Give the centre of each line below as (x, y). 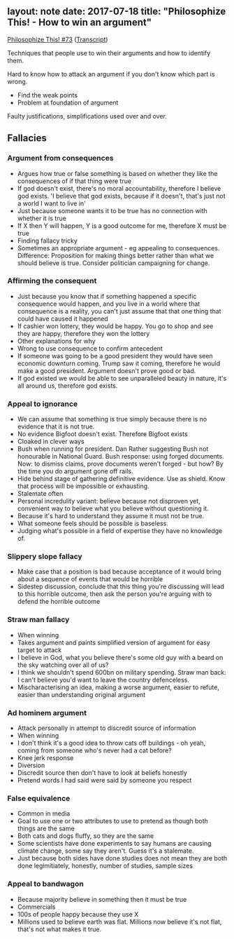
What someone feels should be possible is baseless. (93, 523)
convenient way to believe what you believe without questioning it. (113, 508)
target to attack (39, 650)
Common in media (44, 813)
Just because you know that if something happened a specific (107, 296)
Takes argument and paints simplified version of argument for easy (114, 642)
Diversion (31, 765)
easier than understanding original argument (81, 694)
